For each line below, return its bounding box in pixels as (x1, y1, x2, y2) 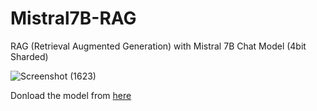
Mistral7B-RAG (10, 7, 137, 30)
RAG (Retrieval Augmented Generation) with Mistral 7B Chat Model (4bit (10, 40, 307, 52)
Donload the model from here (10, 89, 132, 101)
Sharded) (10, 50, 49, 62)
